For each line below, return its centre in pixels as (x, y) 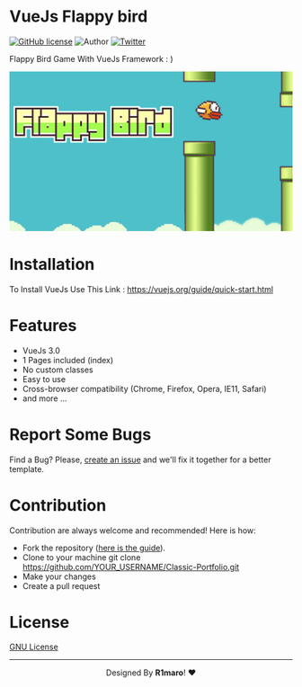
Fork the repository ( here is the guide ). (94, 548)
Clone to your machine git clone (81, 557)
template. (27, 468)
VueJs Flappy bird (79, 17)
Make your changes (59, 576)
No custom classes (58, 370)
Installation (52, 264)
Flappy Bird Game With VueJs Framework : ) (91, 58)
